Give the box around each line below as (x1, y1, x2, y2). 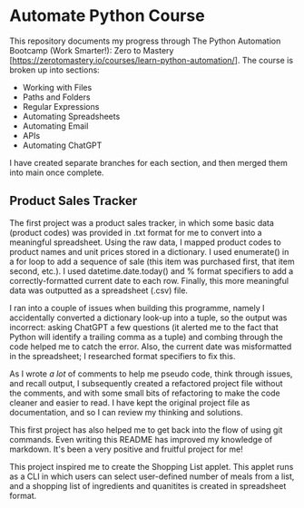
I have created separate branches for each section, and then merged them (9, 157, 288, 168)
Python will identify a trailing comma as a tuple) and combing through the (9, 331, 283, 342)
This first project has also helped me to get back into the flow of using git (9, 424, 283, 435)
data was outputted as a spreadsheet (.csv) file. (9, 285, 189, 296)
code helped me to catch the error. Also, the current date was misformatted (9, 341, 292, 352)
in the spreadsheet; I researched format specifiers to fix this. (9, 350, 236, 361)
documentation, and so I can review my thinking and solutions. (9, 406, 243, 417)
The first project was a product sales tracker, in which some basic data (9, 217, 275, 228)
